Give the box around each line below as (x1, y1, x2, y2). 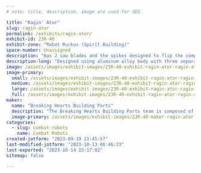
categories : (6, 119, 36, 125)
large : (11, 86, 28, 92)
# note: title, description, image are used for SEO (6, 8, 141, 15)
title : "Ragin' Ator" (6, 19, 60, 26)
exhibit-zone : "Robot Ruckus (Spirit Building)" (6, 42, 130, 48)
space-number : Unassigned (6, 47, 71, 54)
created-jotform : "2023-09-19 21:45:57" (6, 136, 109, 142)
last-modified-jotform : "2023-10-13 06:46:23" (6, 141, 124, 147)
